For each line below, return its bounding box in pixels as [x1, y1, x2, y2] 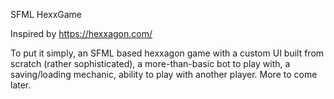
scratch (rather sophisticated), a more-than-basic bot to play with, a [10, 58, 291, 69]
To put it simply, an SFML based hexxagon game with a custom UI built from [10, 47, 325, 59]
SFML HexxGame [10, 9, 83, 20]
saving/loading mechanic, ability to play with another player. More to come [10, 69, 318, 80]
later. [10, 79, 32, 91]
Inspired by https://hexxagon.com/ [10, 28, 153, 39]
